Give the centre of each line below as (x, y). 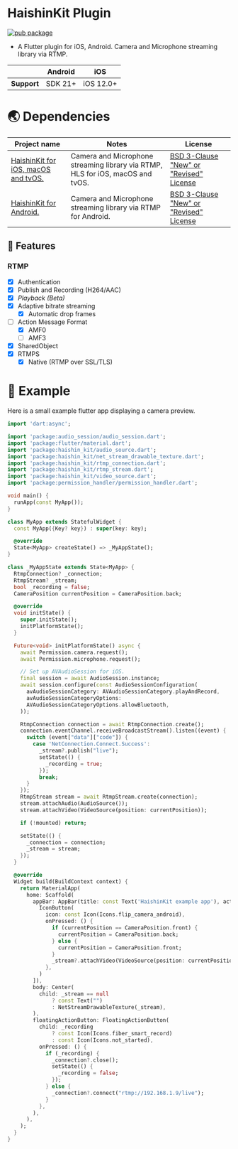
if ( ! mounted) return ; (53, 823)
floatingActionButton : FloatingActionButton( (101, 1020)
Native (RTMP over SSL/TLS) (70, 362)
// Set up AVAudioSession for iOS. (73, 672)
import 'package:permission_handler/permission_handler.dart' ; (103, 483)
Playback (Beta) (41, 298)
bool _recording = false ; (52, 587)
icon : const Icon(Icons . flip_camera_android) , (115, 915)
